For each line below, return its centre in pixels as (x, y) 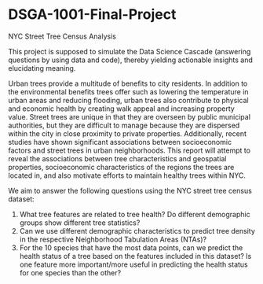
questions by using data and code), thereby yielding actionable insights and (130, 60)
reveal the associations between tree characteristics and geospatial (117, 158)
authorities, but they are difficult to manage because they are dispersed (124, 125)
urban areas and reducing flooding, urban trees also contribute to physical (128, 100)
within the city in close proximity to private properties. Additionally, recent (128, 133)
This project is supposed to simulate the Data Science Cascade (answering (130, 51)
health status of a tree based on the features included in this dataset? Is (135, 256)
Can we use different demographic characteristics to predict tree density (137, 231)
